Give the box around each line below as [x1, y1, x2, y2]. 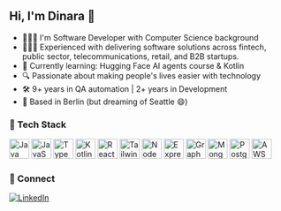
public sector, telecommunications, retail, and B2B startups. [21, 50, 239, 62]
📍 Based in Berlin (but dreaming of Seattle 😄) [21, 96, 188, 107]
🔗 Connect [9, 173, 56, 185]
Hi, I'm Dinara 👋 [9, 9, 95, 24]
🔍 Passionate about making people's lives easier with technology [21, 70, 262, 80]
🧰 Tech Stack [9, 118, 67, 131]
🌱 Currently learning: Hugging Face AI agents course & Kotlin [21, 60, 245, 71]
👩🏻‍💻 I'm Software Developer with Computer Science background [21, 32, 259, 42]
